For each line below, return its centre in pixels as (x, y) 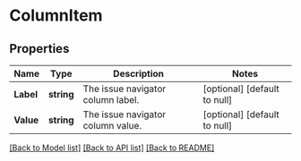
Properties (39, 49)
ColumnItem (56, 16)
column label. (111, 100)
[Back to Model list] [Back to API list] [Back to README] (112, 148)
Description (138, 74)
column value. (112, 126)
